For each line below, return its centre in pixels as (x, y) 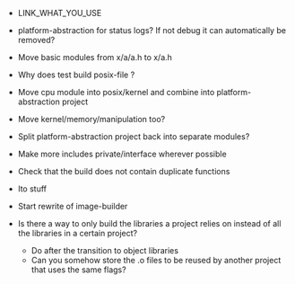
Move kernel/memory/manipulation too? (91, 119)
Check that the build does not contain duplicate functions (124, 171)
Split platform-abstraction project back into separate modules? (134, 137)
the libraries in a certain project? (77, 233)
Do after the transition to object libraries (105, 250)
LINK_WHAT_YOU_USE (60, 13)
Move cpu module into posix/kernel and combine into (116, 92)
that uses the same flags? (79, 270)
